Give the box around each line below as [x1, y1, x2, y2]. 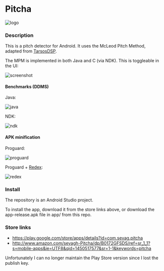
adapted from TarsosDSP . [5, 48, 57, 54]
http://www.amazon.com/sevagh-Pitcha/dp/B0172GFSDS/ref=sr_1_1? [12, 240, 151, 246]
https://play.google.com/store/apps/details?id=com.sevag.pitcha [12, 235, 143, 241]
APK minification [5, 134, 41, 140]
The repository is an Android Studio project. [5, 197, 94, 203]
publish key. [5, 260, 29, 266]
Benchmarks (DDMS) [5, 83, 49, 89]
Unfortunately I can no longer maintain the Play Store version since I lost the [5, 255, 159, 261]
